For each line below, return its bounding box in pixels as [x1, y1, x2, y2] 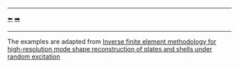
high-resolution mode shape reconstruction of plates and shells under [7, 45, 213, 53]
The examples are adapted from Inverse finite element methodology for [7, 37, 217, 46]
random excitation [7, 52, 60, 61]
